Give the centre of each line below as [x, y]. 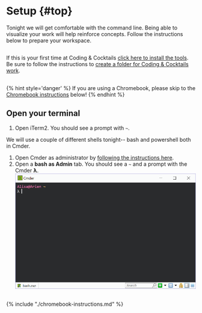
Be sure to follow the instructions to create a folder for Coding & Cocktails [97, 64]
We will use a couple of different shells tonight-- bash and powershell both [99, 139]
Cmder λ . [27, 170]
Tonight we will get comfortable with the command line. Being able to [92, 28]
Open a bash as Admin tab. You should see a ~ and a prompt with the [101, 164]
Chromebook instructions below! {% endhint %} [66, 94]
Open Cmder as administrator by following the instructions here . [94, 157]
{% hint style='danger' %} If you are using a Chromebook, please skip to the [101, 88]
